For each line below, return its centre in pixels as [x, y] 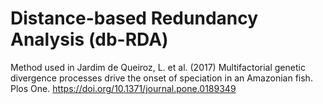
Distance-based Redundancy [134, 18]
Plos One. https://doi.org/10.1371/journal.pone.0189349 [123, 88]
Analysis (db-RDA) [89, 39]
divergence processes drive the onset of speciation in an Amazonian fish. [161, 78]
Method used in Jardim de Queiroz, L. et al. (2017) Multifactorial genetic [158, 67]
